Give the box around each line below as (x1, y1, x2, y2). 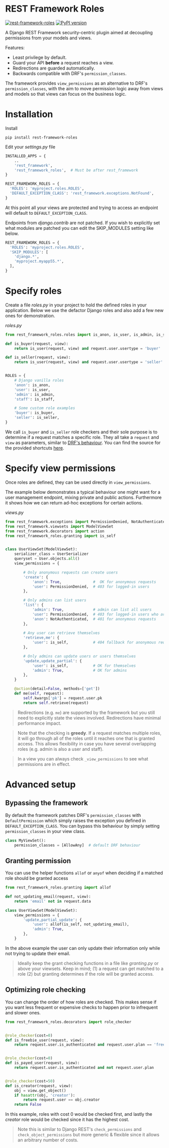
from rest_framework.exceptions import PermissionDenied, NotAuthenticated (5, 519, 167, 524)
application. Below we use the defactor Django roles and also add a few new (5, 307, 164, 313)
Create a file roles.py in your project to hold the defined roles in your (5, 302, 147, 308)
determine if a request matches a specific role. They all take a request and (5, 434, 159, 440)
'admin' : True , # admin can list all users (32, 607, 152, 612)
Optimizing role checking (5, 986, 86, 994)
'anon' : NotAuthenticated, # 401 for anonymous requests (32, 616, 156, 621)
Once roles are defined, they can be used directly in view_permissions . (5, 479, 151, 485)
